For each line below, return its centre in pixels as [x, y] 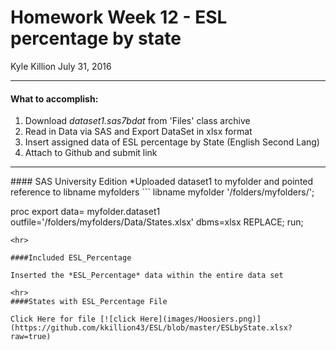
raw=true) [31, 337]
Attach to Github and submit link [91, 153]
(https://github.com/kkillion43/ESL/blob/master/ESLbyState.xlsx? [151, 328]
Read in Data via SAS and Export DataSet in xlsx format [138, 132]
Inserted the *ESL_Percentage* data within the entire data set [147, 276]
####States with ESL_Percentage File [89, 302]
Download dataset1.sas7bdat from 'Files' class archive [137, 121]
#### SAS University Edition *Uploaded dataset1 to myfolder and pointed [162, 182]
